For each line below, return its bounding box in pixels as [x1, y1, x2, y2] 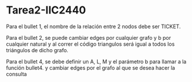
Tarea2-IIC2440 [6, 4, 86, 17]
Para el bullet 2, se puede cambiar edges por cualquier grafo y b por [6, 34, 172, 41]
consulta [6, 70, 28, 77]
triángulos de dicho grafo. [6, 46, 68, 53]
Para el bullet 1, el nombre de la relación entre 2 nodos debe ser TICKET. [6, 23, 181, 30]
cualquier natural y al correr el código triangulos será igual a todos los [6, 40, 175, 47]
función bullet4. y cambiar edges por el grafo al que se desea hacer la [6, 64, 176, 71]
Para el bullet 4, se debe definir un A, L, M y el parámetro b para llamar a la [6, 58, 187, 65]
